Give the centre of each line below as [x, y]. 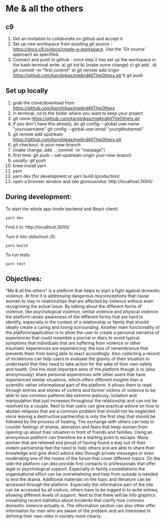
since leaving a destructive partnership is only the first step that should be [81, 416]
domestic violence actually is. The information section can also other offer [81, 506]
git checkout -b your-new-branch [46, 145]
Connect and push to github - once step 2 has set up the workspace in [84, 59]
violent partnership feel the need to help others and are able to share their [80, 448]
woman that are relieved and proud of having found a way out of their [76, 443]
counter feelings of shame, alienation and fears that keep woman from [77, 427]
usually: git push [29, 160]
